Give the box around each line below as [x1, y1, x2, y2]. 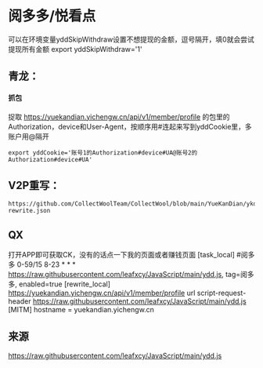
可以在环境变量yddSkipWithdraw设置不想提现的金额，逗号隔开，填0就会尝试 [8, 35, 254, 44]
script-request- [196, 288, 247, 298]
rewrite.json [8, 207, 51, 215]
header [8, 297, 31, 306]
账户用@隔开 [8, 131, 49, 141]
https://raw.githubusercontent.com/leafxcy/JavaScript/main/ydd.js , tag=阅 [8, 270, 248, 279]
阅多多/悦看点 [8, 7, 96, 25]
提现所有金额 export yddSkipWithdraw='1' [8, 44, 142, 53]
